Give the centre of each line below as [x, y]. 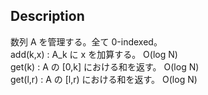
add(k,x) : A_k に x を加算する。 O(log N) [94, 54]
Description [47, 16]
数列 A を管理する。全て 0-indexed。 [86, 41]
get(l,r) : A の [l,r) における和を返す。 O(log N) [104, 79]
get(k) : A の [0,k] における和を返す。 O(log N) [105, 66]
